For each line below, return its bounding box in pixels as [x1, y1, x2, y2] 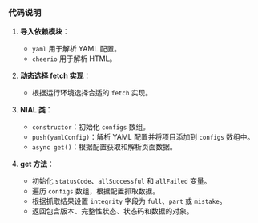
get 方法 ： [19, 159, 54, 169]
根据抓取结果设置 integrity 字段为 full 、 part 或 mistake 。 [31, 197, 227, 206]
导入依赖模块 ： [19, 26, 70, 37]
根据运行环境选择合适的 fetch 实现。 [31, 88, 153, 98]
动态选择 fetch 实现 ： [19, 71, 91, 81]
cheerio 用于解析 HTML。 [31, 54, 117, 63]
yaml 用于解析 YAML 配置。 [31, 44, 122, 54]
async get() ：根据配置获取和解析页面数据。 [31, 142, 178, 152]
